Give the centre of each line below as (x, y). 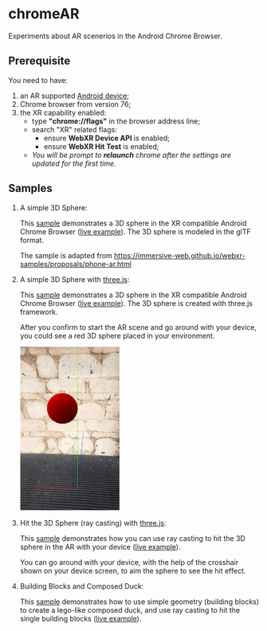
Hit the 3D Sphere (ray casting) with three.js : (93, 523)
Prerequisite (39, 61)
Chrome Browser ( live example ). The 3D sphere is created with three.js (136, 303)
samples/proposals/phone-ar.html (75, 264)
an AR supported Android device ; (75, 96)
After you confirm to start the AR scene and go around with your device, (138, 327)
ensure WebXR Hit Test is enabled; (101, 146)
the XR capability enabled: (63, 112)
